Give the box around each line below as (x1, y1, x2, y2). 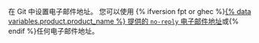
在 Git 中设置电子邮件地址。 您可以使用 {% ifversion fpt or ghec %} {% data (8, 7, 251, 16)
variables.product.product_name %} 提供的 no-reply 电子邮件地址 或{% (8, 16, 239, 26)
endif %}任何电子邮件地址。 (8, 27, 99, 35)
